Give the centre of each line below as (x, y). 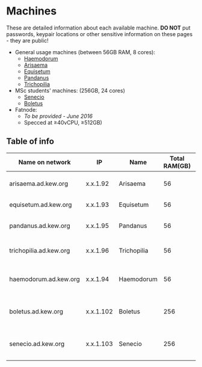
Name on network (44, 162)
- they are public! (28, 40)
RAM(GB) (177, 165)
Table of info (30, 142)
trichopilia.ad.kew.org (40, 250)
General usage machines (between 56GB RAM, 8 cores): (85, 52)
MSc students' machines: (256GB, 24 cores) (70, 90)
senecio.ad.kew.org (37, 344)
